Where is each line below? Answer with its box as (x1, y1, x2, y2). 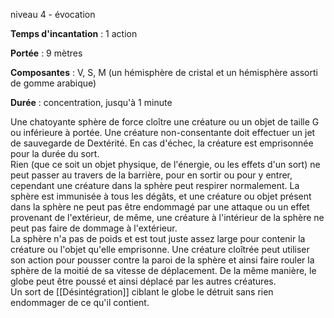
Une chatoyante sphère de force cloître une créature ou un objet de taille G (10, 116, 320, 128)
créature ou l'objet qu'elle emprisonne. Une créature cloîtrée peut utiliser (10, 244, 310, 255)
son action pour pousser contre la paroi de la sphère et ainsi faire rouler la (10, 254, 315, 266)
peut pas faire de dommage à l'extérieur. (10, 222, 178, 234)
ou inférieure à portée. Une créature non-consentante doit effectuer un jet (10, 127, 316, 138)
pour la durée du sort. (10, 148, 100, 159)
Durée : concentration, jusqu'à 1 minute (10, 97, 173, 108)
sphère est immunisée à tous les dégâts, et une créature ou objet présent (10, 190, 312, 202)
